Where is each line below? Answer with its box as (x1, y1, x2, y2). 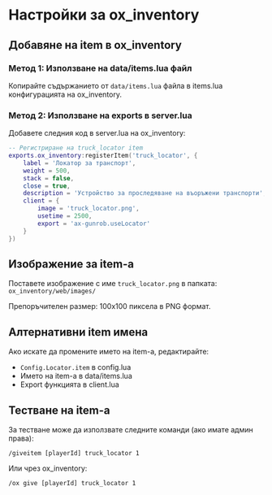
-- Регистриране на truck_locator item (8, 144, 144, 152)
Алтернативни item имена (8, 325, 149, 339)
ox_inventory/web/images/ (8, 287, 96, 296)
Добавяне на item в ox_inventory (8, 38, 183, 52)
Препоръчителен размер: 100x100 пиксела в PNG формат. (8, 302, 211, 311)
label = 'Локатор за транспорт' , (23, 158, 136, 167)
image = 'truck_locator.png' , (37, 205, 140, 213)
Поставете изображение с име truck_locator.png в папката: (8, 279, 218, 289)
